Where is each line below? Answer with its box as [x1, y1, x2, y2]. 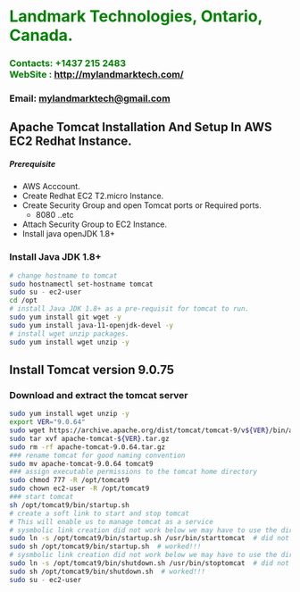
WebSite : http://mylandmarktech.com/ [9, 69, 185, 81]
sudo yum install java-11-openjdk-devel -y [9, 321, 174, 329]
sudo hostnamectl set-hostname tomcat [9, 279, 154, 288]
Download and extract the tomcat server [9, 388, 188, 401]
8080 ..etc [35, 210, 74, 221]
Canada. [9, 25, 73, 46]
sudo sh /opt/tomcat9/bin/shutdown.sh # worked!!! [9, 567, 205, 576]
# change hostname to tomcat [9, 271, 118, 280]
